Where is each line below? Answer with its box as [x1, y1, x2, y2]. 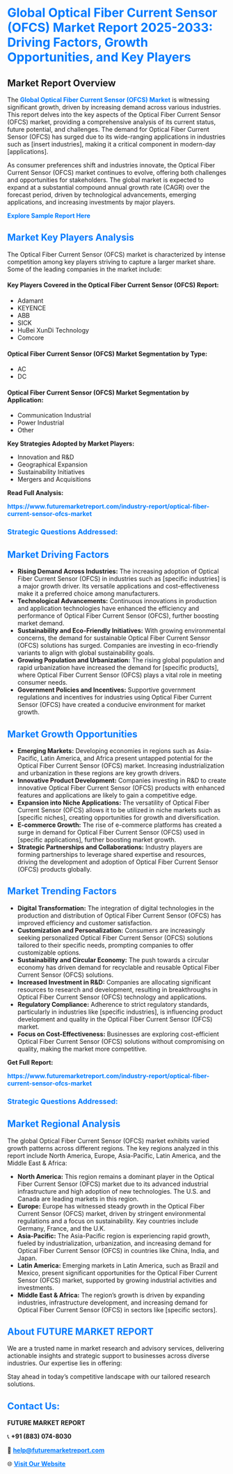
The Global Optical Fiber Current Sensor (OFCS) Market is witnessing [7, 96, 210, 104]
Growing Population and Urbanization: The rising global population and [17, 656, 225, 664]
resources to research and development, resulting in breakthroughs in [17, 985, 218, 994]
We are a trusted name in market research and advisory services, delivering [7, 1344, 225, 1353]
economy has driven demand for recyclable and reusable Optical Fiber [17, 963, 220, 971]
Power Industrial [17, 418, 65, 427]
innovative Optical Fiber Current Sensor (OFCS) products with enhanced [17, 783, 225, 792]
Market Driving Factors [7, 549, 109, 561]
